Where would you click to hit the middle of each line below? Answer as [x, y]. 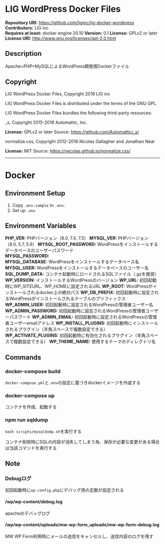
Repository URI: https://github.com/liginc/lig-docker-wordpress [69, 23]
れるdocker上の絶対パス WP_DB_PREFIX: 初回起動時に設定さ [93, 293]
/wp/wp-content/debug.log [34, 501]
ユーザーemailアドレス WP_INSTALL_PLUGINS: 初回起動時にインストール [84, 323]
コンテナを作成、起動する [31, 407]
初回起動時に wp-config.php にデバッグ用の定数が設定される [65, 490]
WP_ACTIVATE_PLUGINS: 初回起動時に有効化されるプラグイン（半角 [75, 335]
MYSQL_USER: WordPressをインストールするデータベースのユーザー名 [77, 268]
